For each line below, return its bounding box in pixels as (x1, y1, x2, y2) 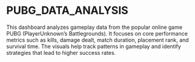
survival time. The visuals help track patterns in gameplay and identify (6, 43, 182, 50)
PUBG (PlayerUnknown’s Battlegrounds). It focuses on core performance (6, 29, 188, 37)
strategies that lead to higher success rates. (6, 49, 116, 56)
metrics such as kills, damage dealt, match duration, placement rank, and (6, 36, 189, 43)
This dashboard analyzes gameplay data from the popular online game (6, 23, 183, 31)
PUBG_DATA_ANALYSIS (6, 4, 128, 17)
